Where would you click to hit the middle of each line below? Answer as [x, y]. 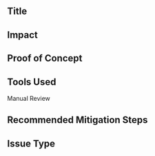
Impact [22, 35]
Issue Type [31, 143]
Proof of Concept [45, 58]
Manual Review [29, 98]
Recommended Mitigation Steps [77, 120]
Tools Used [32, 82]
